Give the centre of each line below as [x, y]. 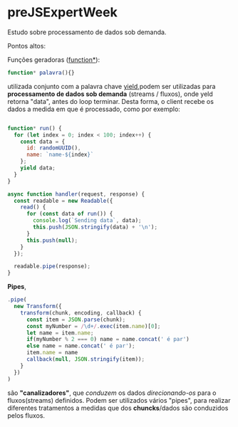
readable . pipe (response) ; [52, 267]
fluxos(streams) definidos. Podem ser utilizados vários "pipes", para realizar [119, 400]
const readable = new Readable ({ [63, 201]
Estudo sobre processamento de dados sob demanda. [87, 32]
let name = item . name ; [60, 333]
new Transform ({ [38, 307]
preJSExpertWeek [62, 12]
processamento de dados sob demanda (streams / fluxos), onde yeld [110, 94]
